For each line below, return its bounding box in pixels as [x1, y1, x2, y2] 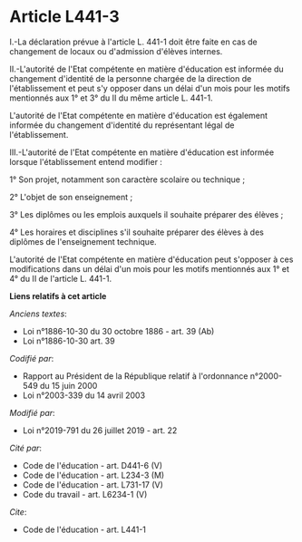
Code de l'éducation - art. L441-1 [22, 524, 147, 535]
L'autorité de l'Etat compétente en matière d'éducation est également [9, 110, 268, 121]
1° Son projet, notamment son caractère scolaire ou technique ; [9, 174, 246, 185]
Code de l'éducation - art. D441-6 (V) [22, 460, 163, 470]
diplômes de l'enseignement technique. [9, 236, 157, 247]
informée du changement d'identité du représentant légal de [9, 120, 235, 131]
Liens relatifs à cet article [9, 290, 107, 301]
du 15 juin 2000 [39, 380, 98, 391]
